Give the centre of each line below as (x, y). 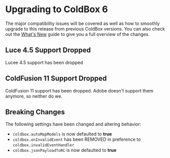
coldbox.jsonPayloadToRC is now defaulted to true (64, 150)
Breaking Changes (35, 112)
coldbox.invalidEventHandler (43, 145)
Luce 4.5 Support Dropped (48, 50)
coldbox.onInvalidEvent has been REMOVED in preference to (77, 139)
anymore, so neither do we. (34, 96)
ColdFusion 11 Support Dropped (56, 78)
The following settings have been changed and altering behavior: (73, 124)
